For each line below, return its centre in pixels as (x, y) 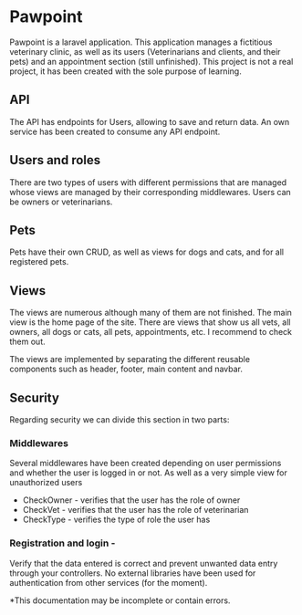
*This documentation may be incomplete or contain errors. (120, 600)
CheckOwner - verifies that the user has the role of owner (131, 500)
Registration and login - (62, 543)
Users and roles (55, 160)
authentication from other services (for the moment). (109, 582)
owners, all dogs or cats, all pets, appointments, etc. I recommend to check (151, 332)
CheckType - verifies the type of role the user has (116, 520)
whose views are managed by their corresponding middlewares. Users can (151, 192)
